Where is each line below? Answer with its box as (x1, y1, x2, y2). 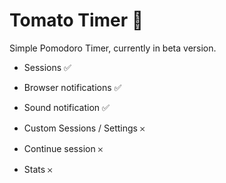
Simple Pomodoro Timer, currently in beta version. (9, 42, 217, 54)
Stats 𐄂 (23, 163, 53, 175)
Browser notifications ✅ (23, 81, 122, 93)
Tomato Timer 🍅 (9, 9, 144, 32)
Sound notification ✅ (23, 101, 110, 113)
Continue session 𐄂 (23, 142, 103, 154)
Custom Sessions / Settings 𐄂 (23, 122, 146, 134)
